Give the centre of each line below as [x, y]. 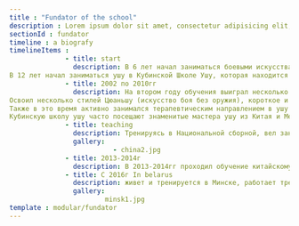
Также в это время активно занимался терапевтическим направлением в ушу [149, 109]
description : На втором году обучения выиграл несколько [181, 92]
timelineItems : [39, 51]
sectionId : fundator [49, 34]
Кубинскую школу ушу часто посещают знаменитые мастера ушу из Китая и [145, 117]
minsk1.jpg [125, 200]
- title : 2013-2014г [103, 158]
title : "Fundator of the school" [73, 17]
